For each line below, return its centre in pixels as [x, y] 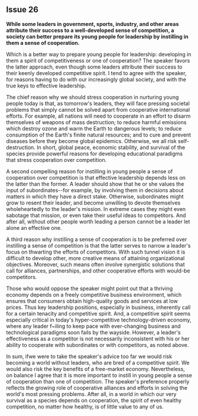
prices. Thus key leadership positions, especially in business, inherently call [98, 307]
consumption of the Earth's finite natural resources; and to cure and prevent [99, 135]
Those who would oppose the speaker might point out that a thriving [90, 288]
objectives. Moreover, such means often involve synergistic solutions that [95, 264]
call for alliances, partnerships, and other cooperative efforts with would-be [98, 271]
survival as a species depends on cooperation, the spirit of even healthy [94, 400]
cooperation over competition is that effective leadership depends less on [96, 177]
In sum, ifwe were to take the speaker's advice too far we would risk [89, 356]
